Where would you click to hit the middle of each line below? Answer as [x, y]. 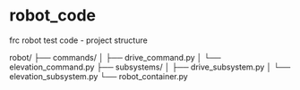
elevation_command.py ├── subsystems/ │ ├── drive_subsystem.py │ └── [150, 67]
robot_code [53, 16]
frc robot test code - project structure [78, 40]
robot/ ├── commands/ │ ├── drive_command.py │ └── [115, 57]
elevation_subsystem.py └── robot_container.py [99, 76]
